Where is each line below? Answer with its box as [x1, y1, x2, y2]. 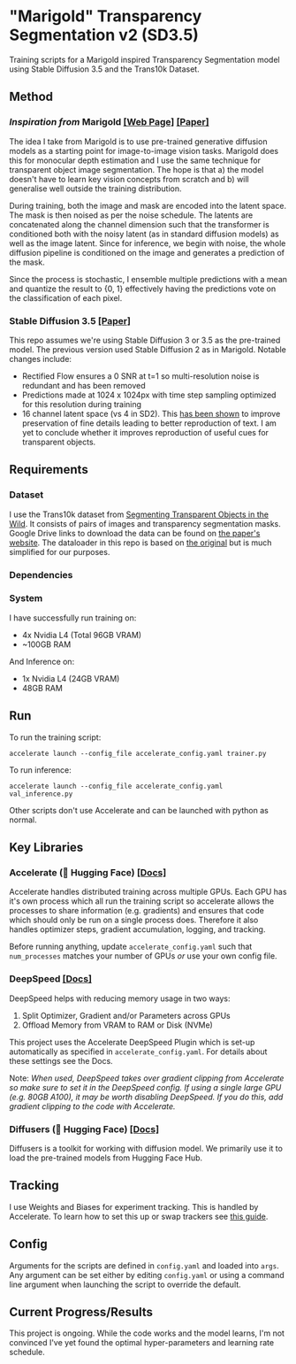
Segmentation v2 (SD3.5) [9, 25, 199, 45]
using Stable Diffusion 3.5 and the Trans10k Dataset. [9, 64, 201, 74]
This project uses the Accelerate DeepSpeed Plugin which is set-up [9, 1036, 255, 1047]
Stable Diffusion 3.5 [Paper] [9, 314, 131, 327]
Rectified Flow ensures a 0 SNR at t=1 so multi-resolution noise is [21, 370, 260, 381]
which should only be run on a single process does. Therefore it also [9, 914, 259, 926]
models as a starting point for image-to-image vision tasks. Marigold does [9, 145, 279, 156]
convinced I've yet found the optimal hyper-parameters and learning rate [9, 1337, 275, 1348]
